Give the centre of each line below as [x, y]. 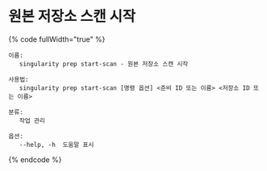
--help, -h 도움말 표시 [56, 145]
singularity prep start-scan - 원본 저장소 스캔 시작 [104, 64]
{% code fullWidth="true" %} [57, 39]
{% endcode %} [35, 159]
